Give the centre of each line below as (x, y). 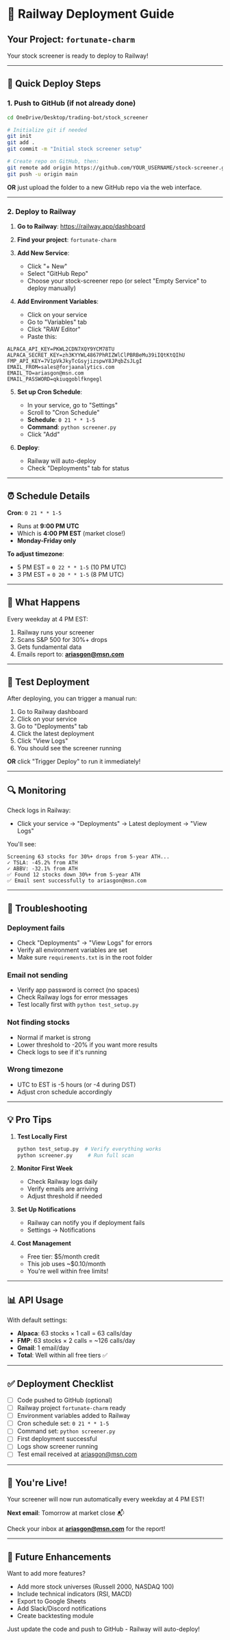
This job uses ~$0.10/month (66, 1264)
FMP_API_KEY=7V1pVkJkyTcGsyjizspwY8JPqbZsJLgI (75, 361)
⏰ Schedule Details (49, 496)
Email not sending (38, 975)
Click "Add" (43, 434)
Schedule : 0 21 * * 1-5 (61, 419)
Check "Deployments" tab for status (78, 468)
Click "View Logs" (42, 741)
